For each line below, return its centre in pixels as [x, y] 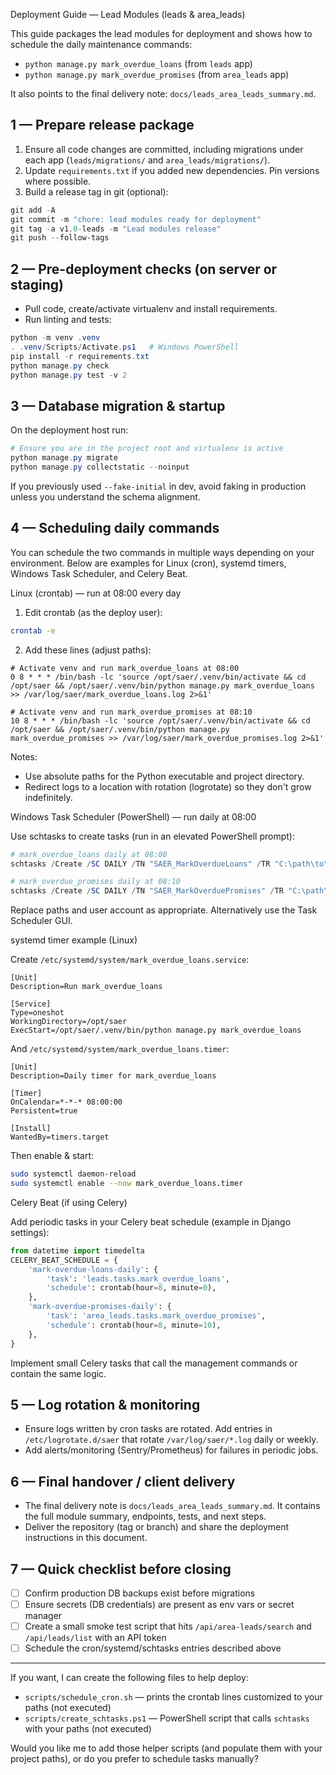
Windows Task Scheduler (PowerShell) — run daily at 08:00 [133, 816]
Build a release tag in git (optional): [96, 191]
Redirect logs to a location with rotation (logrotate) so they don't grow [168, 786]
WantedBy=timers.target [60, 1137]
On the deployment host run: [69, 430]
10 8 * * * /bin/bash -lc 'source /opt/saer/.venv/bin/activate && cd [160, 720]
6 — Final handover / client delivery [123, 1481]
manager [43, 1616]
